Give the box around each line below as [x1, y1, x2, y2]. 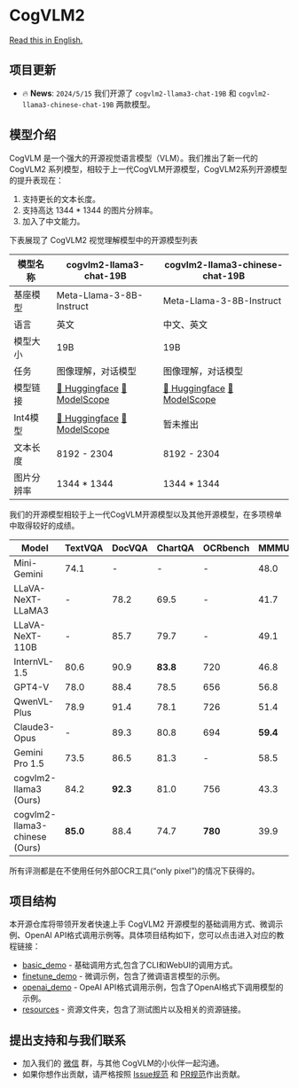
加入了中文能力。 [21, 215, 85, 226]
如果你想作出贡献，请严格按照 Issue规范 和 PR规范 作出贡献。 [21, 1069, 246, 1080]
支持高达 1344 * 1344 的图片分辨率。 [21, 205, 158, 215]
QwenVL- [13, 695, 55, 708]
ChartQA [156, 542, 195, 554]
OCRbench [202, 542, 250, 554]
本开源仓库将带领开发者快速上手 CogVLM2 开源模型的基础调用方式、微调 [9, 919, 276, 929]
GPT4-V [13, 680, 50, 693]
